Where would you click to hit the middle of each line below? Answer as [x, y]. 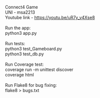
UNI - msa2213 [20, 12]
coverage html [20, 75]
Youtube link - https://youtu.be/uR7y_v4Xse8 [50, 17]
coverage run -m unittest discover [39, 70]
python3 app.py [21, 33]
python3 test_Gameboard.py [34, 49]
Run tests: [15, 43]
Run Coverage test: [24, 64]
